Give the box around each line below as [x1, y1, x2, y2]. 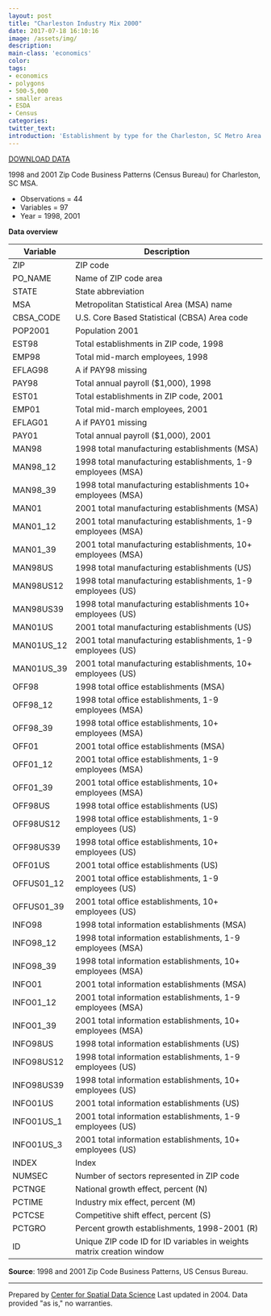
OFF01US [12, 859, 51, 871]
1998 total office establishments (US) [75, 800, 219, 811]
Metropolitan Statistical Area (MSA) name [75, 299, 232, 310]
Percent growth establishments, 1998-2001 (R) [75, 1222, 259, 1234]
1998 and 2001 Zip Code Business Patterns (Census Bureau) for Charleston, [8, 169, 261, 179]
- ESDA [8, 102, 31, 110]
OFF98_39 [12, 722, 53, 733]
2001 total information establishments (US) [75, 1097, 240, 1109]
